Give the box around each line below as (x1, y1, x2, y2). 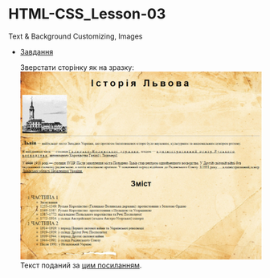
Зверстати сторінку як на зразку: (19, 62, 134, 72)
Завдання (19, 47, 54, 56)
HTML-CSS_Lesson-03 (8, 5, 166, 23)
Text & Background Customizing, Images (8, 31, 143, 41)
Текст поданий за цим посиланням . (19, 260, 142, 270)
